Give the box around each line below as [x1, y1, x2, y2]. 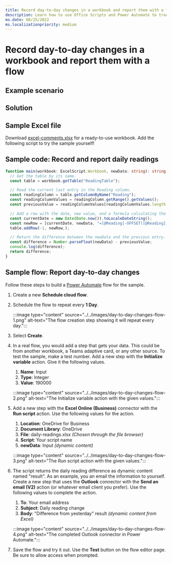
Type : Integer [20, 374, 50, 380]
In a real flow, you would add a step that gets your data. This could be [12, 342, 160, 348]
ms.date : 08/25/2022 [5, 17, 50, 22]
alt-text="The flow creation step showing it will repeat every [27, 317, 155, 323]
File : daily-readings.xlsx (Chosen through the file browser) [20, 431, 144, 437]
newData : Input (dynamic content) [20, 442, 94, 448]
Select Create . [12, 332, 44, 339]
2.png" [12, 395, 28, 401]
